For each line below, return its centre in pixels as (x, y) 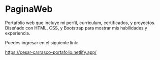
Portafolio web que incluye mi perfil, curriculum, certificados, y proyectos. (80, 23)
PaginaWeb (29, 9)
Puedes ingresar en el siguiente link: (42, 42)
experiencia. (18, 33)
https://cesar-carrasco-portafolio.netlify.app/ (51, 52)
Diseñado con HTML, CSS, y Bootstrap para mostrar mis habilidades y (76, 28)
